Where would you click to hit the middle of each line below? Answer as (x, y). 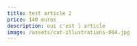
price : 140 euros (32, 20)
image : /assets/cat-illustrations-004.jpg (68, 32)
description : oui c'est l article (57, 26)
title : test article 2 (39, 13)
